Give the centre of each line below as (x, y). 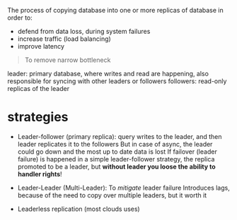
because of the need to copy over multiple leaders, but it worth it (112, 195)
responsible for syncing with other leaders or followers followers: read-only (117, 81)
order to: (20, 18)
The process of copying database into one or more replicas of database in (116, 10)
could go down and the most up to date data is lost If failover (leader (117, 152)
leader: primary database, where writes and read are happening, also (108, 74)
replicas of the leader (38, 88)
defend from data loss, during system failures (84, 31)
